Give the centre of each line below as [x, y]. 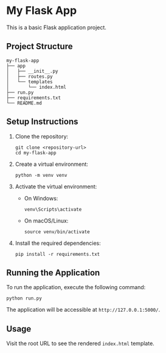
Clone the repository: [42, 136]
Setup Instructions [42, 122]
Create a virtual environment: [51, 164]
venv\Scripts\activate [53, 209]
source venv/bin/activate [57, 231]
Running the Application [53, 272]
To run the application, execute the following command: [76, 287]
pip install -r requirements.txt [57, 254]
